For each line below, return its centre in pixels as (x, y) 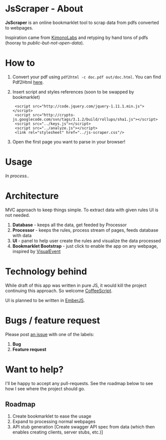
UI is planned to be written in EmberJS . (45, 300)
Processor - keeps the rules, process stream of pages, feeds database (85, 230)
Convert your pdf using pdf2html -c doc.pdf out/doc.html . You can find (86, 77)
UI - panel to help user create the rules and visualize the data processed (86, 241)
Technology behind (46, 271)
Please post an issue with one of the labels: (50, 334)
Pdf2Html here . (28, 82)
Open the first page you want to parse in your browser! (69, 142)
